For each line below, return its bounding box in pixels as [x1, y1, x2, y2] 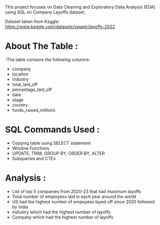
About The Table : [5, 41, 79, 52]
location [12, 71, 29, 77]
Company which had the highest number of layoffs [12, 214, 113, 220]
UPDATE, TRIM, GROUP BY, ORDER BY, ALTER [12, 150, 105, 156]
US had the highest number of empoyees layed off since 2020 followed [12, 198, 155, 205]
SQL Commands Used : [5, 124, 100, 135]
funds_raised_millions [12, 107, 56, 113]
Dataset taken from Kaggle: [5, 19, 60, 24]
